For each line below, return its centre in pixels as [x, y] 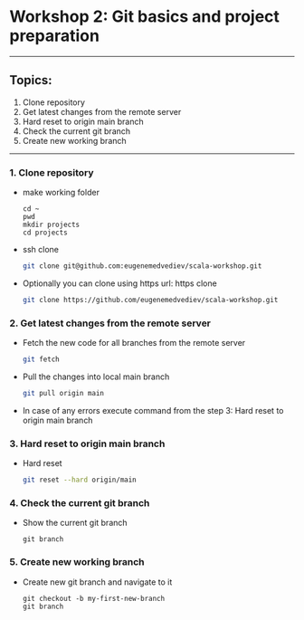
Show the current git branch [75, 523]
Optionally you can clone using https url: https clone [119, 283]
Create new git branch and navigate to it [97, 582]
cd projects [45, 233]
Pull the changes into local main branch [96, 377]
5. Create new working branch [77, 562]
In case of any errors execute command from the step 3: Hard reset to [153, 410]
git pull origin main [63, 393]
